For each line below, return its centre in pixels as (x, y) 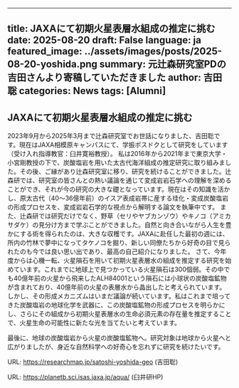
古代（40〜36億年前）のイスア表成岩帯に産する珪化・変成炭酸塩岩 (130, 198)
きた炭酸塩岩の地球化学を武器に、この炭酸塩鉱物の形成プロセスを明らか (113, 305)
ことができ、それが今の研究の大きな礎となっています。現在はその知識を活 (116, 189)
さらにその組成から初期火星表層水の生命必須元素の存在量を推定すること (126, 314)
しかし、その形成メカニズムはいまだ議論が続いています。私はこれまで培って (119, 296)
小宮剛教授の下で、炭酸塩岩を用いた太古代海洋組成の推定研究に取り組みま (116, 163)
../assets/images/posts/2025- (153, 52)
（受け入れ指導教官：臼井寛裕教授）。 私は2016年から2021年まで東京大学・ (117, 154)
